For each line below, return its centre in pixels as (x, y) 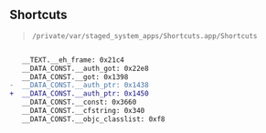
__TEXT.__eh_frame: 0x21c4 (73, 60)
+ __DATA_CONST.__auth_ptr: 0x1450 (79, 94)
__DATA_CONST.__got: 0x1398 (75, 77)
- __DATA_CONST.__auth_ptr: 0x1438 (79, 86)
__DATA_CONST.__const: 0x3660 (79, 102)
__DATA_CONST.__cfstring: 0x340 (83, 111)
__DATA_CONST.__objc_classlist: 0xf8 (94, 119)
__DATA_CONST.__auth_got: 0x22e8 (85, 68)
